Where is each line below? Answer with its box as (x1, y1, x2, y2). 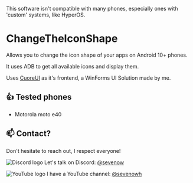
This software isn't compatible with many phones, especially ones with (6, 5, 178, 12)
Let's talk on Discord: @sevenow (44, 159, 125, 166)
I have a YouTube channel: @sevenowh (47, 170, 142, 177)
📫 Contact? (6, 129, 51, 139)
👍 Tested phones (6, 92, 72, 102)
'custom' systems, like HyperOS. (6, 11, 86, 18)
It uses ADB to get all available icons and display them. (6, 63, 139, 70)
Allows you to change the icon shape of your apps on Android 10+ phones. (6, 51, 188, 58)
